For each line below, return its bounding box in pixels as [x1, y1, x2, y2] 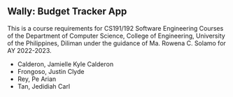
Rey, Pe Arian [17, 75, 57, 83]
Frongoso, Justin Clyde [17, 67, 85, 75]
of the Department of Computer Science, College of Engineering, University [7, 31, 225, 40]
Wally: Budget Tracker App [7, 6, 127, 17]
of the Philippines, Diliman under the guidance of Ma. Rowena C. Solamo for [7, 38, 226, 47]
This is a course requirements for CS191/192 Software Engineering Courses [7, 24, 224, 32]
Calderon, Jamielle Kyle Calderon [17, 59, 114, 68]
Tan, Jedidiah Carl [17, 82, 71, 90]
